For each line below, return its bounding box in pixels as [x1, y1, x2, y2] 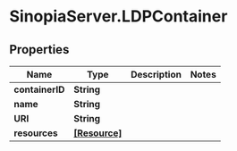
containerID [13, 83, 65, 96]
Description [131, 69, 182, 80]
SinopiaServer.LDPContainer [9, 6, 228, 27]
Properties [9, 42, 70, 57]
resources [13, 127, 58, 139]
